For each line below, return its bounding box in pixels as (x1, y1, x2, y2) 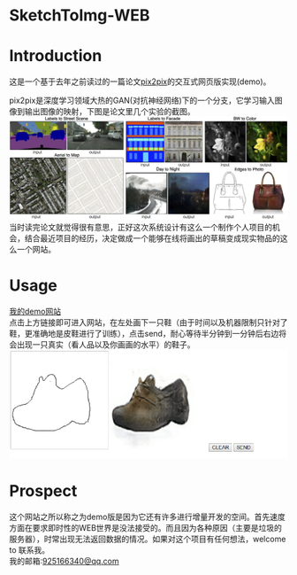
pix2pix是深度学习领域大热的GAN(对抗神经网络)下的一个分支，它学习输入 (9, 95, 276, 106)
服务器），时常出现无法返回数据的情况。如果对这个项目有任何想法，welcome (9, 533, 286, 545)
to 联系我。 (9, 545, 50, 556)
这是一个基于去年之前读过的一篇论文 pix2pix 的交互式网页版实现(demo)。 (9, 76, 271, 87)
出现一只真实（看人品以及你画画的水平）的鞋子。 (16, 338, 195, 350)
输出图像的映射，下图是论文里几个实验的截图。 (24, 106, 195, 117)
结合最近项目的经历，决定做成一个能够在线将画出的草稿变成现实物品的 (24, 232, 280, 244)
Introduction (9, 46, 103, 66)
